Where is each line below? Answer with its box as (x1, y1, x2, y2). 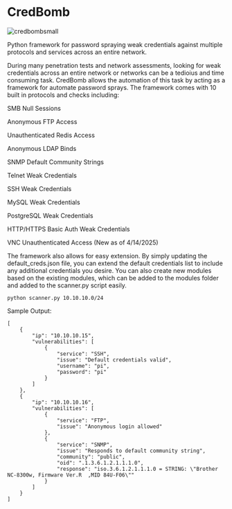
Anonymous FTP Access (7, 117, 78, 125)
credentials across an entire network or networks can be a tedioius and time (7, 69, 224, 77)
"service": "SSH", (56, 350, 110, 357)
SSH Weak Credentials (7, 184, 72, 193)
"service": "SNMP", (56, 441, 113, 448)
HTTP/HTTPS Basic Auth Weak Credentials (7, 224, 130, 233)
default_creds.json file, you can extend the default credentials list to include (7, 259, 223, 267)
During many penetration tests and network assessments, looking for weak (7, 61, 222, 69)
